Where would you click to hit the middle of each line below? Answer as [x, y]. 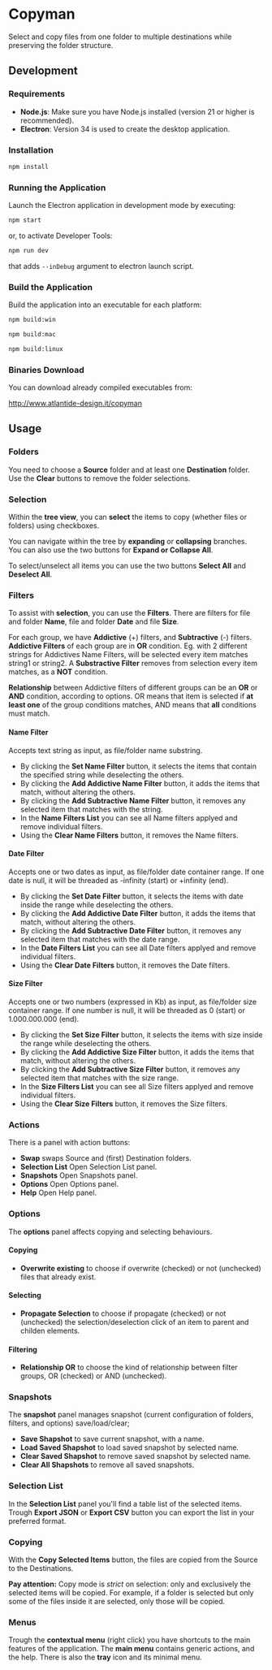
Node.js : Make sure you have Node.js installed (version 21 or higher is [137, 111]
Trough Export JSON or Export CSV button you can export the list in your [132, 1512]
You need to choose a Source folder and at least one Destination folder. [129, 469]
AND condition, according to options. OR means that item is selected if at [131, 696]
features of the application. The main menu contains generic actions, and [132, 1649]
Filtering [23, 1349]
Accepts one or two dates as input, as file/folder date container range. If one [136, 872]
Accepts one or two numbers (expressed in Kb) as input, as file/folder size [133, 1002]
